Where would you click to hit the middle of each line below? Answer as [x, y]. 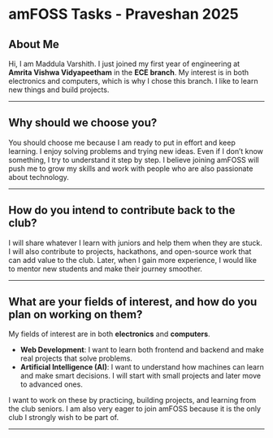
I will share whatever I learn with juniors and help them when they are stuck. [135, 243]
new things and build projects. [59, 90]
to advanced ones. [51, 384]
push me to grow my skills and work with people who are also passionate [131, 169]
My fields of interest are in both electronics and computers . [109, 334]
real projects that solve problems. [76, 358]
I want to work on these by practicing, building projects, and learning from [132, 401]
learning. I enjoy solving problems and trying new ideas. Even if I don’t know [136, 151]
